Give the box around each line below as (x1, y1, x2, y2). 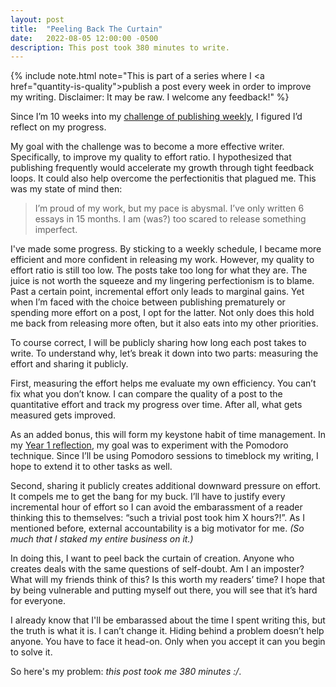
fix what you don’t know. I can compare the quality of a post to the (10, 388, 283, 400)
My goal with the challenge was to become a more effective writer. (10, 141, 285, 153)
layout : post (10, 14, 65, 25)
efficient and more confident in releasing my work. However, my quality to (10, 254, 315, 266)
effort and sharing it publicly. (10, 358, 129, 370)
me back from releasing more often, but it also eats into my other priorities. (10, 317, 319, 330)
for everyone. (10, 595, 66, 607)
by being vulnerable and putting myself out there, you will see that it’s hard (10, 584, 318, 596)
